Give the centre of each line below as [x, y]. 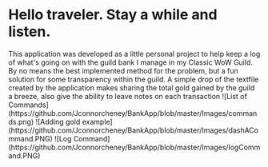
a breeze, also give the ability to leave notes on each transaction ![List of [128, 96]
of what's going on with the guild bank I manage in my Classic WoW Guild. [131, 62]
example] [98, 121]
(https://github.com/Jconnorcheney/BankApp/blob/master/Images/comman [133, 113]
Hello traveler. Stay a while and [113, 15]
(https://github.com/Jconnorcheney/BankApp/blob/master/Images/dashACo [133, 130]
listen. [30, 32]
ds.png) [21, 121]
